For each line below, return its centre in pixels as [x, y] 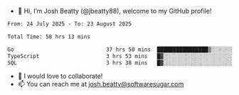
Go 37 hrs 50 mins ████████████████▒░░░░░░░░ [122, 50]
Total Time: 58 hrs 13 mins [49, 37]
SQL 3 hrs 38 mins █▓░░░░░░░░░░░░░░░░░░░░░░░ [122, 63]
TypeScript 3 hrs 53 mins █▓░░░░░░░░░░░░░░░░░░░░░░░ [122, 56]
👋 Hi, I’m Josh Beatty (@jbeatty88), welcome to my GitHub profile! [115, 11]
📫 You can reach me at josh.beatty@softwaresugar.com [101, 84]
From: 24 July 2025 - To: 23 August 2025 [70, 24]
